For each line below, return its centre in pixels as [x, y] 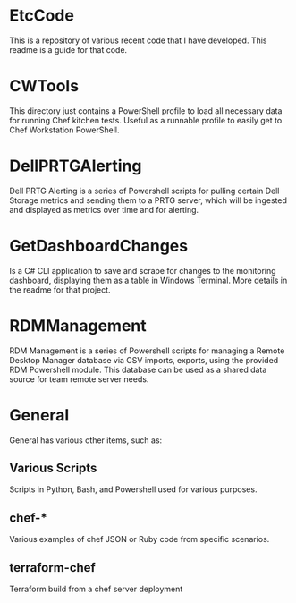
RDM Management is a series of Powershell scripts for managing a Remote [147, 351]
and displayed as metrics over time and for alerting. [104, 209]
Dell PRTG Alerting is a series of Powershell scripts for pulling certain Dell [144, 191]
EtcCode [42, 16]
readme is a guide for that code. [68, 49]
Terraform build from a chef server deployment [96, 589]
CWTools [44, 86]
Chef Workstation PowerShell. [64, 130]
